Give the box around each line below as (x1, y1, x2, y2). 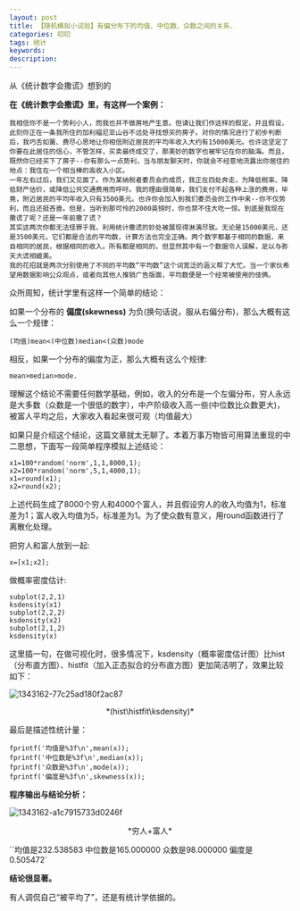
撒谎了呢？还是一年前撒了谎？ (9, 213, 103, 222)
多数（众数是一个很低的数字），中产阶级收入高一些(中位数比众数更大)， (24, 399, 286, 410)
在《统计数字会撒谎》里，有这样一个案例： (9, 99, 166, 110)
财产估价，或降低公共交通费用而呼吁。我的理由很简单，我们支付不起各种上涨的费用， (15, 185, 282, 194)
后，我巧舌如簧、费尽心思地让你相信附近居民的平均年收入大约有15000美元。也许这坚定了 (9, 138, 288, 146)
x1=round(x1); (9, 474, 62, 483)
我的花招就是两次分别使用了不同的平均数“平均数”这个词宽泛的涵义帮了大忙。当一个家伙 (9, 261, 283, 270)
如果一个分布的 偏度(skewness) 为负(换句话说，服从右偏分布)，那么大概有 (9, 306, 283, 317)
